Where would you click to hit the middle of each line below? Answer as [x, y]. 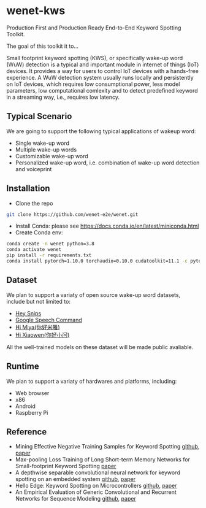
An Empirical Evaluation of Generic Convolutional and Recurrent [96, 492]
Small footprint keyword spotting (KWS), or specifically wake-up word [95, 58]
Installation [28, 189]
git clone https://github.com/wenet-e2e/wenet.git [72, 214]
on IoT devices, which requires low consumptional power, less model [93, 84]
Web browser [32, 393]
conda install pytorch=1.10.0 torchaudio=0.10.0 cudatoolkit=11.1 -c [97, 261]
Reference [27, 432]
